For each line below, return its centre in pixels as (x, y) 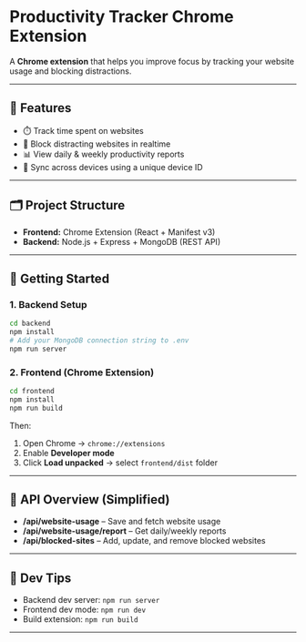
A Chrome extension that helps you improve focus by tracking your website (152, 61)
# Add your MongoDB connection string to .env (99, 341)
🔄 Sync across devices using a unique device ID (112, 167)
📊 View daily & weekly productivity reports (103, 154)
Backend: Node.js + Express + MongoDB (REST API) (122, 241)
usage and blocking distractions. (71, 71)
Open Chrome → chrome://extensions (94, 443)
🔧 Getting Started (60, 278)
